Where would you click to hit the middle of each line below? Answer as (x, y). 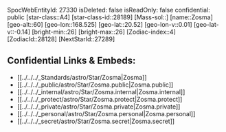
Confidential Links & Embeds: (71, 61)
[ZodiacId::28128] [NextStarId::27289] (61, 39)
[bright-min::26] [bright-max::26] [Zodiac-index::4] (104, 32)
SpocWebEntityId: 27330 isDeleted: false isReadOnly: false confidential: (109, 10)
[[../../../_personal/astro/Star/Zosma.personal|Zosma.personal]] (106, 113)
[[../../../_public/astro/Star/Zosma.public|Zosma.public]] (95, 85)
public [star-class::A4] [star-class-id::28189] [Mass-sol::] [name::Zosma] (110, 17)
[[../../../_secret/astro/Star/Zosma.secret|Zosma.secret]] (96, 121)
